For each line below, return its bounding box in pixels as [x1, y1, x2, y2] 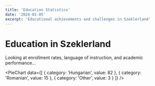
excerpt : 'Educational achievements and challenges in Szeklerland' [5, 16, 151, 21]
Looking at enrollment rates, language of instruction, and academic [5, 54, 143, 60]
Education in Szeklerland [5, 38, 111, 49]
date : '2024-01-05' [5, 12, 46, 17]
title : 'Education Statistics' [5, 7, 70, 12]
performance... [5, 60, 36, 66]
